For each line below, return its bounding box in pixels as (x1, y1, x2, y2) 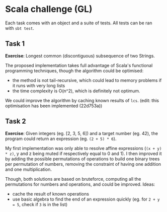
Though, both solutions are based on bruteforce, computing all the (5, 176, 142, 182)
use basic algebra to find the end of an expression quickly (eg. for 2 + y (12, 196, 160, 202)
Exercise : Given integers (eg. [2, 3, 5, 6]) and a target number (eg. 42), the (5, 130, 158, 136)
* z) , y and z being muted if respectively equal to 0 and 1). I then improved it (5, 150, 162, 156)
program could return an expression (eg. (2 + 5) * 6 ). (5, 136, 117, 141)
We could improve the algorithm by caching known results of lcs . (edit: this (5, 97, 159, 103)
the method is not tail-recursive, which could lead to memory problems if (12, 77, 162, 83)
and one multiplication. (5, 166, 52, 172)
